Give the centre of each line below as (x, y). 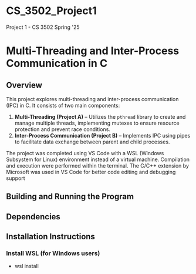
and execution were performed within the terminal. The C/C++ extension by (98, 165)
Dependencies (33, 217)
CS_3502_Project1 (51, 11)
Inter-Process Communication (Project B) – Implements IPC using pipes (102, 135)
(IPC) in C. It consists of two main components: (63, 105)
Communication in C (57, 64)
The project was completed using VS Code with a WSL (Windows (85, 153)
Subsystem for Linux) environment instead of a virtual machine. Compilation (98, 159)
